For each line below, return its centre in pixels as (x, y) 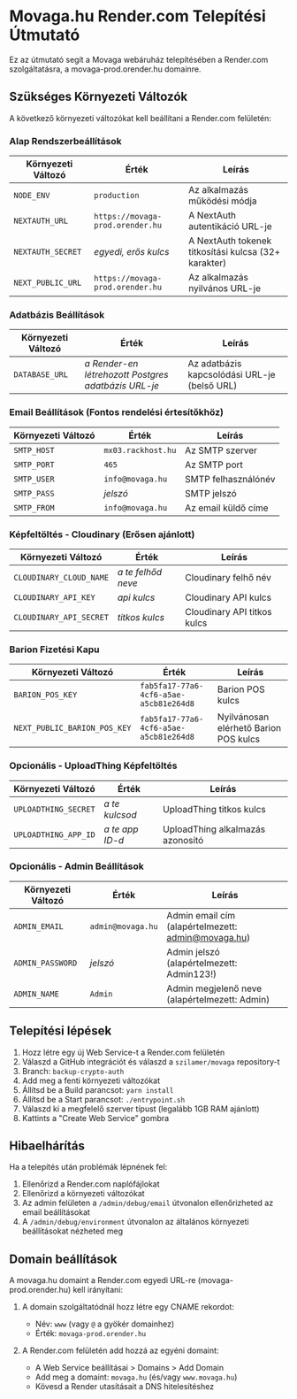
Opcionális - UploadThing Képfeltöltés (93, 765)
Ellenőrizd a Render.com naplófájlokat (91, 1184)
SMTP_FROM (34, 507)
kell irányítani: (98, 1290)
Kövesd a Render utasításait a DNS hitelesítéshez (125, 1387)
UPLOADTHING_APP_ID (54, 834)
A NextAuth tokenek (230, 241)
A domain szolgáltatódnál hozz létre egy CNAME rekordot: (128, 1307)
